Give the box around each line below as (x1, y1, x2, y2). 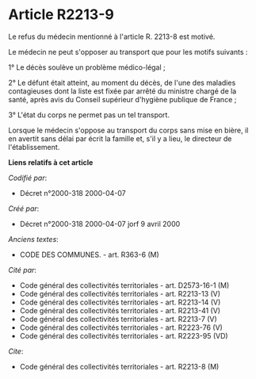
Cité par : (8, 265, 37, 274)
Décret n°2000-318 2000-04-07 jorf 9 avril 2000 (19, 219, 181, 228)
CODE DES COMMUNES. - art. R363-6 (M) (19, 250, 160, 259)
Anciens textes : (8, 234, 59, 243)
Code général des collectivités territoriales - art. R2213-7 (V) (19, 314, 218, 323)
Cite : (8, 346, 24, 356)
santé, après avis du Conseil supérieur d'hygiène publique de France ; (8, 94, 237, 104)
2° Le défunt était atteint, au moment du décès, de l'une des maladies (8, 78, 236, 87)
